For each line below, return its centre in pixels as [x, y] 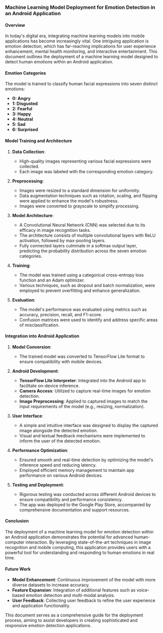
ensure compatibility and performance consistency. [71, 499]
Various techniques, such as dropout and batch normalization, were [87, 285]
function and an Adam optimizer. [52, 280]
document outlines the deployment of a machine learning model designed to [81, 57]
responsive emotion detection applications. [48, 626]
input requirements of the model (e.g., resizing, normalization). [82, 406]
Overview [15, 25]
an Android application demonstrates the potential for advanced [69, 537]
